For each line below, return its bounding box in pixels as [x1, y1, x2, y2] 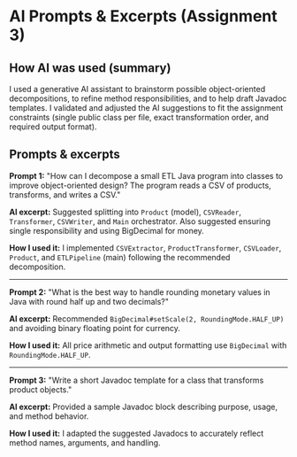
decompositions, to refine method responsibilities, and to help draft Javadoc [9, 93, 287, 104]
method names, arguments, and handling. [9, 437, 161, 448]
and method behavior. [9, 410, 89, 422]
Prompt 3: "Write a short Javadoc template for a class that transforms [9, 375, 264, 385]
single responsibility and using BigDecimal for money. [9, 225, 205, 236]
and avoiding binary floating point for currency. [9, 322, 181, 333]
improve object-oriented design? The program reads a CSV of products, [9, 180, 271, 190]
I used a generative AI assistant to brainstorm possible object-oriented [9, 84, 266, 94]
